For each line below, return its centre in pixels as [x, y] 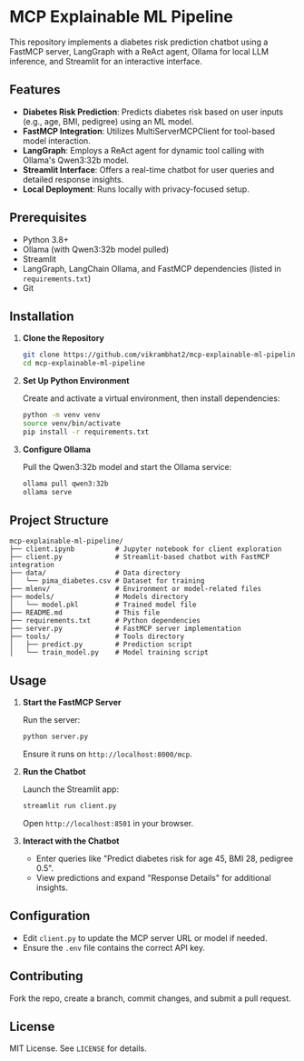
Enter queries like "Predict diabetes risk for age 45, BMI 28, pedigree [164, 858]
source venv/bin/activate [71, 424]
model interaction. [56, 140]
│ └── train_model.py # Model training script [109, 653]
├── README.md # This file [85, 613]
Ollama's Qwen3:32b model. [76, 160]
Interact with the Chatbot [71, 841]
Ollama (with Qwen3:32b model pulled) [96, 249]
